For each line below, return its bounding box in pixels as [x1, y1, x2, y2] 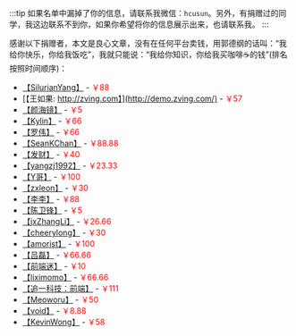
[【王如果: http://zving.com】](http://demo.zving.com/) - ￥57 [21, 93, 243, 104]
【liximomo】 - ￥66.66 [21, 272, 109, 282]
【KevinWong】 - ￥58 [21, 316, 106, 327]
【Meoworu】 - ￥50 [21, 294, 99, 305]
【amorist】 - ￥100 [21, 239, 96, 248]
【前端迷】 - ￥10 [21, 261, 87, 271]
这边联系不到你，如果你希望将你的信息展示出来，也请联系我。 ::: [32, 19, 270, 29]
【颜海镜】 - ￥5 [21, 105, 83, 114]
